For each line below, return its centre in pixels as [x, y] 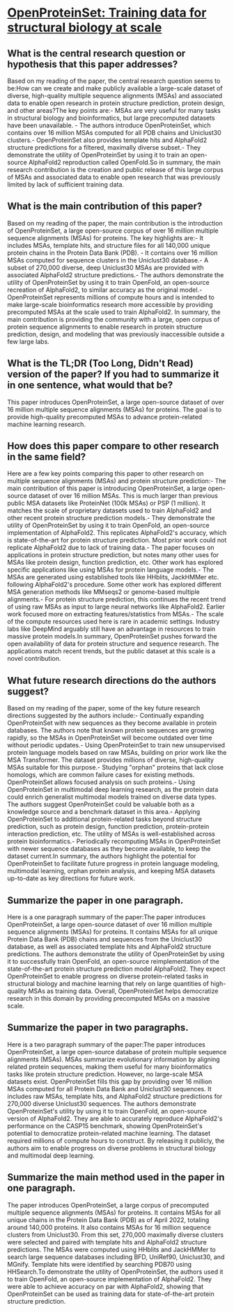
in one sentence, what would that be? [90, 385]
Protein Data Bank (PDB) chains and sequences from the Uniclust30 [105, 939]
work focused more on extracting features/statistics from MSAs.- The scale [116, 614]
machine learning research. [46, 424]
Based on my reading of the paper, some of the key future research [104, 708]
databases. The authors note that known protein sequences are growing [111, 731]
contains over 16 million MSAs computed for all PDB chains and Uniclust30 [114, 133]
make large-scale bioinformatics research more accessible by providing [110, 304]
